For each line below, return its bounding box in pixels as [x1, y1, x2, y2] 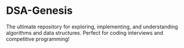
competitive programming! [6, 35, 70, 42]
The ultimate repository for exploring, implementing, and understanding [6, 23, 178, 30]
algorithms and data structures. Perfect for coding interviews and [6, 29, 164, 36]
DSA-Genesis [6, 4, 73, 17]
